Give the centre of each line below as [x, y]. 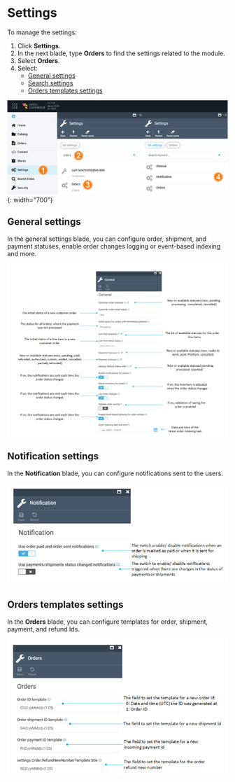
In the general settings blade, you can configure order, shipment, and [107, 239]
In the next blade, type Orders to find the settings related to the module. [121, 53]
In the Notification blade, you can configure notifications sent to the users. [115, 473]
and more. [22, 253]
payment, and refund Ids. [44, 629]
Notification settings [53, 456]
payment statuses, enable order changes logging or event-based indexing [114, 246]
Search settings [50, 83]
